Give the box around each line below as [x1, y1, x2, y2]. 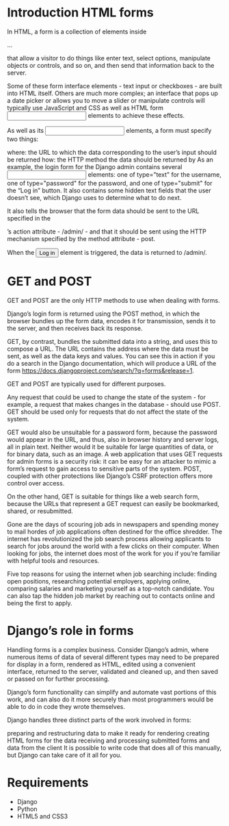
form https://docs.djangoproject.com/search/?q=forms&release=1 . [7, 366, 195, 375]
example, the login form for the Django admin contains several [7, 162, 183, 171]
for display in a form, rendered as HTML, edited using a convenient [7, 660, 196, 668]
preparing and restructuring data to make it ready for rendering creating [7, 729, 210, 737]
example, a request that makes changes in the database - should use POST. [7, 400, 221, 408]
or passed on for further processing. [7, 675, 110, 683]
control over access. [7, 479, 65, 487]
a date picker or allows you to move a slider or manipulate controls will [7, 96, 205, 104]
